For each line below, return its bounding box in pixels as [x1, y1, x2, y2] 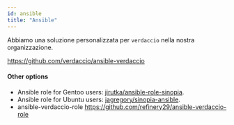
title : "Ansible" [7, 17, 58, 24]
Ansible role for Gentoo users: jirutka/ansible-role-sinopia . [17, 87, 185, 96]
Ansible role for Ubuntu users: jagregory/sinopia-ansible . [17, 95, 181, 103]
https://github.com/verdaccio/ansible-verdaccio [7, 56, 145, 65]
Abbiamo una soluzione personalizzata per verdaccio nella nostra [7, 35, 195, 44]
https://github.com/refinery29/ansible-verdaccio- [84, 102, 227, 111]
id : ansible [7, 10, 42, 17]
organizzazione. [7, 43, 54, 51]
